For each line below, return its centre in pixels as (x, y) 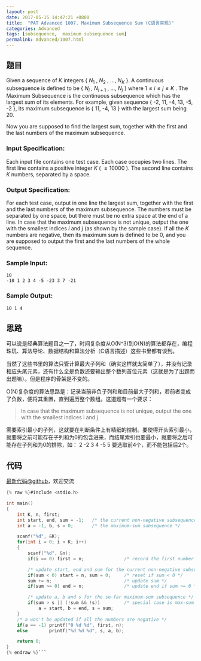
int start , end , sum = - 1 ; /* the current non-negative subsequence (107, 520)
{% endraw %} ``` (26, 653)
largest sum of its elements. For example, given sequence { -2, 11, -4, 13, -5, (100, 102)
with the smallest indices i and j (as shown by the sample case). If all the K (98, 228)
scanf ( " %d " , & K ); (39, 537)
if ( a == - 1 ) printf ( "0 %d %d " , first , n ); (71, 625)
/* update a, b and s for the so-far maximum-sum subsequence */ (111, 597)
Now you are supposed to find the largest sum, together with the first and (97, 127)
